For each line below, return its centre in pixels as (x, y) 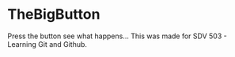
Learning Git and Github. (47, 44)
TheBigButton (54, 14)
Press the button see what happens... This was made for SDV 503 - (117, 36)
